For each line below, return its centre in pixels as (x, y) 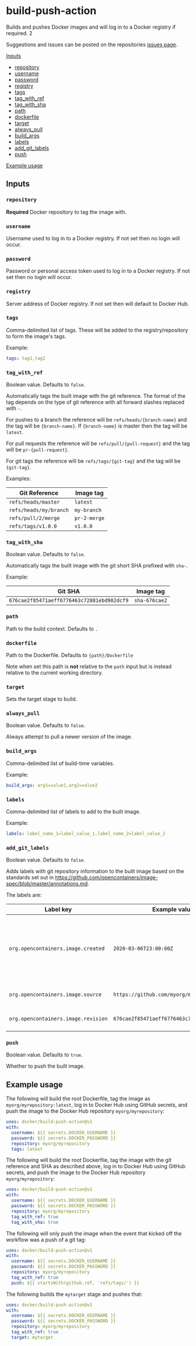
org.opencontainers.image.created (57, 949)
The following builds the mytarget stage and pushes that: (74, 1294)
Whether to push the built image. (45, 1066)
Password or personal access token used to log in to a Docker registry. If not (98, 271)
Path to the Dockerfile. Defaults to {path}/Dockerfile (70, 655)
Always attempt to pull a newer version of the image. (69, 737)
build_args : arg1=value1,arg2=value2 (52, 785)
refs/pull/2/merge (34, 518)
